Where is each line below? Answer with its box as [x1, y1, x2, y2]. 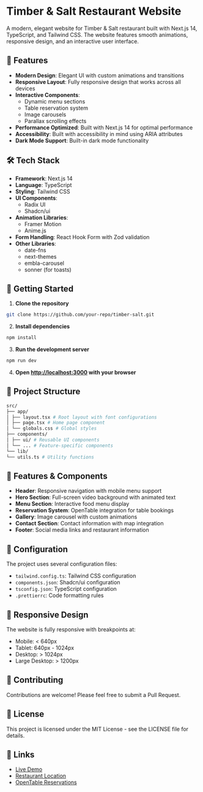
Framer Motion [24, 220, 62, 227]
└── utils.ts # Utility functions [6, 454, 95, 460]
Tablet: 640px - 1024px [15, 644, 75, 651]
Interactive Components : [15, 91, 81, 99]
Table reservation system [24, 104, 89, 112]
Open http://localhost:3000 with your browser [15, 369, 136, 376]
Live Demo [15, 766, 43, 773]
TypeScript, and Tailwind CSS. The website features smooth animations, [6, 31, 188, 38]
